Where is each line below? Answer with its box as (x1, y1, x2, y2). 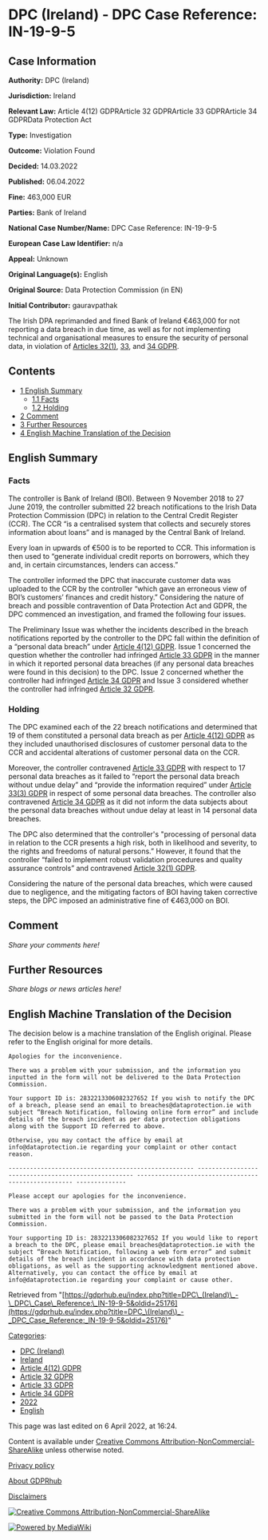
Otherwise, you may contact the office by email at (8, 1136, 183, 1145)
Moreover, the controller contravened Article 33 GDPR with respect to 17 (8, 762, 246, 772)
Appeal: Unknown (8, 254, 69, 263)
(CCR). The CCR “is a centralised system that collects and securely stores (8, 519, 251, 529)
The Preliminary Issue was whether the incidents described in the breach (8, 624, 249, 634)
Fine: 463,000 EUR (8, 192, 72, 201)
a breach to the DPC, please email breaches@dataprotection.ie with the (8, 1241, 255, 1249)
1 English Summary (19, 386, 83, 395)
